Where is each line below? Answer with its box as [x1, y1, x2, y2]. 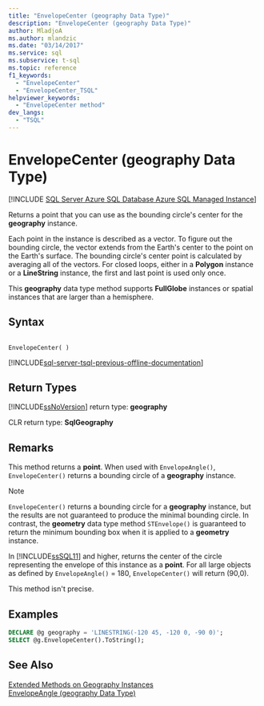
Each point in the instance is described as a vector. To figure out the [8, 233, 234, 243]
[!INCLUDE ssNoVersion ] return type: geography [8, 402, 168, 412]
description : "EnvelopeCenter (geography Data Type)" [8, 19, 192, 27]
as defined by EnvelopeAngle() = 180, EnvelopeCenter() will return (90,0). [8, 569, 250, 578]
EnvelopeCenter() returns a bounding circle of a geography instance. [8, 471, 236, 481]
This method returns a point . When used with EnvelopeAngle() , [8, 462, 216, 472]
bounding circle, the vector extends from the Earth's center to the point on [8, 242, 254, 252]
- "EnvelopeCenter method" [15, 101, 106, 109]
